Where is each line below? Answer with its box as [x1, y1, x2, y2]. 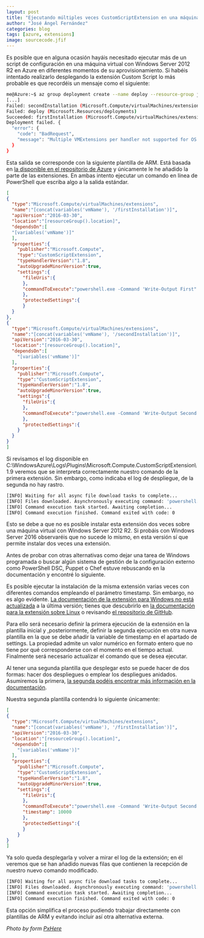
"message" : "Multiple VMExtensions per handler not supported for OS [17, 137, 197, 143]
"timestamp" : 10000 [22, 809, 72, 815]
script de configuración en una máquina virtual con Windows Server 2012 [6, 60, 190, 67]
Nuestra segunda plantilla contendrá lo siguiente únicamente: [6, 696, 160, 703]
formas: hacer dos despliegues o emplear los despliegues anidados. [6, 671, 177, 678]
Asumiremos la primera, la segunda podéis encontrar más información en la [6, 677, 196, 685]
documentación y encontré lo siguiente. [6, 571, 106, 578]
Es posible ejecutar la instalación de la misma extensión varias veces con [6, 583, 189, 590]
